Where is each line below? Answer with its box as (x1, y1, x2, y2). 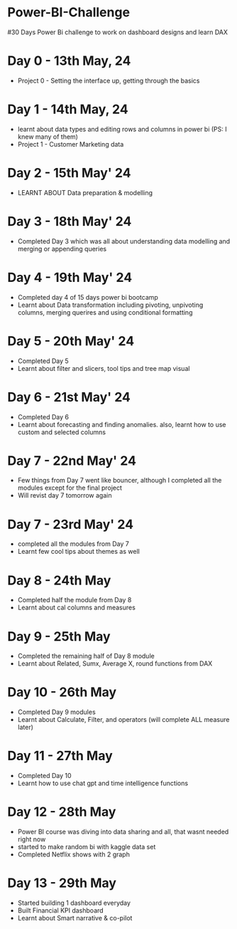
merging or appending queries (17, 244, 107, 253)
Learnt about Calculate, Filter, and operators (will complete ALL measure (17, 715, 230, 724)
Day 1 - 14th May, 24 (7, 101, 129, 117)
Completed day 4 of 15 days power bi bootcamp (17, 293, 158, 301)
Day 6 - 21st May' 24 (7, 389, 131, 405)
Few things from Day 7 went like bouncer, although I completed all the (17, 476, 222, 485)
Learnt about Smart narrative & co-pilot (17, 914, 133, 922)
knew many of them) (17, 132, 78, 141)
